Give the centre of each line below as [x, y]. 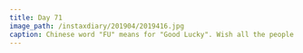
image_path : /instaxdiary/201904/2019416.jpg [97, 26]
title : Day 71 [36, 18]
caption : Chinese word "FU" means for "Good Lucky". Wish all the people [152, 34]
